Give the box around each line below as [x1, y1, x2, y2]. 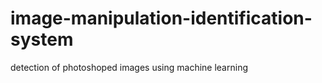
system [10, 28, 74, 51]
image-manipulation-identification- [10, 7, 313, 30]
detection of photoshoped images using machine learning [10, 61, 248, 73]
